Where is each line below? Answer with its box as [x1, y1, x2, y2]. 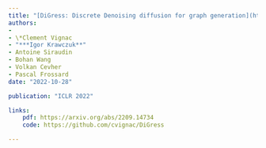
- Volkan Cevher [8, 63, 62, 71]
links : [8, 106, 30, 115]
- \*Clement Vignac [8, 33, 73, 42]
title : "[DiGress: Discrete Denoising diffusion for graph [8, 11, 207, 20]
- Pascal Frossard [8, 70, 69, 78]
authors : [8, 19, 37, 27]
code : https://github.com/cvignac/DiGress [22, 121, 165, 129]
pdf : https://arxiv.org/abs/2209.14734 [22, 114, 154, 122]
